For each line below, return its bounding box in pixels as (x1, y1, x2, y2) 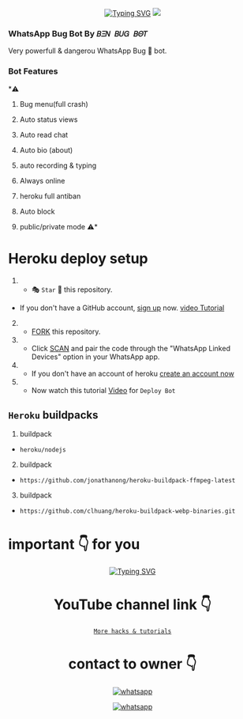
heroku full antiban (19, 191, 81, 201)
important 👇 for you (8, 535, 140, 553)
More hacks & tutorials (93, 627, 172, 636)
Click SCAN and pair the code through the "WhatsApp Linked (31, 343, 231, 353)
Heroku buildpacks (8, 408, 99, 422)
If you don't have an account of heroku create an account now (31, 369, 234, 378)
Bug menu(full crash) (19, 99, 88, 108)
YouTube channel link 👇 (54, 596, 211, 614)
